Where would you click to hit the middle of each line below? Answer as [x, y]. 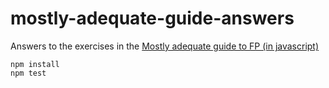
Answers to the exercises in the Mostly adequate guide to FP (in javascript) [165, 46]
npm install [35, 64]
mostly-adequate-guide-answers [152, 18]
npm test [28, 73]
